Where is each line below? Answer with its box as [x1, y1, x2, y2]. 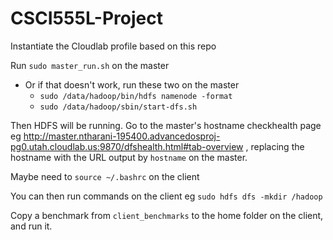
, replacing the [245, 140, 305, 152]
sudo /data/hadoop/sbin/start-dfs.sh [39, 102, 198, 112]
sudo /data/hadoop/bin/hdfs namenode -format [39, 91, 233, 101]
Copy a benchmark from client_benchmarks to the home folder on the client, [10, 209, 324, 221]
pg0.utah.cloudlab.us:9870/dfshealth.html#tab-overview [10, 140, 244, 152]
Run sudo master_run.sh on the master [10, 59, 170, 71]
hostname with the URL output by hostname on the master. [10, 151, 248, 163]
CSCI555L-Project [10, 7, 163, 30]
